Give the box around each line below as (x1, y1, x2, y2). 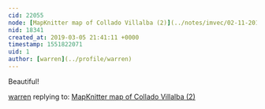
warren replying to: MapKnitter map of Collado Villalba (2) (8, 92, 196, 101)
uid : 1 (8, 48, 30, 56)
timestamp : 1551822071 (8, 41, 83, 49)
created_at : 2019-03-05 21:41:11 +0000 (8, 33, 140, 42)
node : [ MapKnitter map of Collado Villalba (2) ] (8, 19, 171, 27)
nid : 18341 (8, 26, 44, 34)
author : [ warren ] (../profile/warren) (8, 56, 132, 64)
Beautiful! (8, 76, 39, 86)
